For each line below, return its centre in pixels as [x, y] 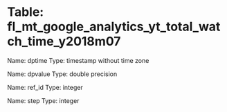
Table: [26, 12]
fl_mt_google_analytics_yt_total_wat [114, 27]
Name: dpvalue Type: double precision [62, 74]
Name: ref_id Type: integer [45, 87]
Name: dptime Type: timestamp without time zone [78, 60]
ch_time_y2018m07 [64, 41]
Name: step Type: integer [43, 100]
